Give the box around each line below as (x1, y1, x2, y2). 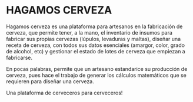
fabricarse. (6, 54, 33, 61)
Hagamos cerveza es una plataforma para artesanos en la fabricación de (6, 23, 183, 30)
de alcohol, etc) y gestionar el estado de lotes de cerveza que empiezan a (6, 47, 185, 55)
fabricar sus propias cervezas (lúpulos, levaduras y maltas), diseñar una (6, 35, 181, 42)
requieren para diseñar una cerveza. (6, 77, 94, 85)
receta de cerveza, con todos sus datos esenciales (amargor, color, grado (6, 42, 185, 49)
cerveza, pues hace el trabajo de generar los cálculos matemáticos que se (6, 72, 187, 79)
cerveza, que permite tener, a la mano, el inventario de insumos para (6, 29, 172, 36)
